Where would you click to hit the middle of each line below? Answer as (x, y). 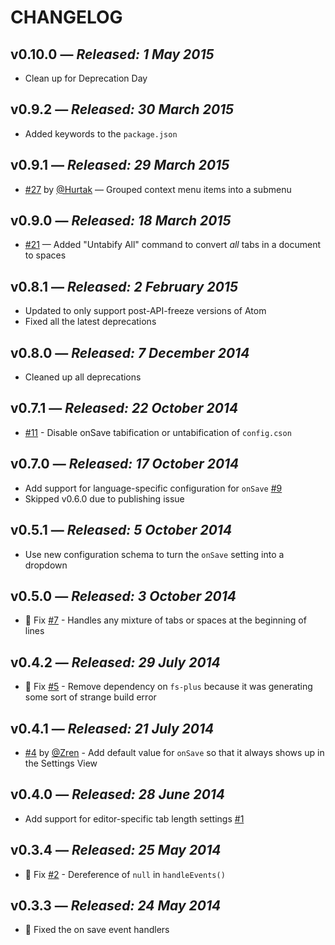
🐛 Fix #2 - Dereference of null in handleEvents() (125, 874)
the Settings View (61, 763)
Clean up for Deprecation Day (86, 78)
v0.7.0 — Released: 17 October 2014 (125, 464)
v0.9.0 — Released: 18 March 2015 (121, 221)
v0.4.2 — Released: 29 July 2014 (115, 662)
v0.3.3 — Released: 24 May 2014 (116, 905)
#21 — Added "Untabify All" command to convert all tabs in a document (173, 245)
